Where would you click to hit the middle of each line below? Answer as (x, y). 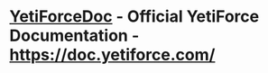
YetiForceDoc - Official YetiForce (134, 17)
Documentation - (74, 36)
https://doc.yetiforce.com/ (112, 55)
